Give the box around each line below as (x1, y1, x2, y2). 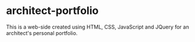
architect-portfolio (6, 4, 99, 17)
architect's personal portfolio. (6, 29, 78, 36)
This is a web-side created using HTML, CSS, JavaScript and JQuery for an (6, 23, 190, 30)
